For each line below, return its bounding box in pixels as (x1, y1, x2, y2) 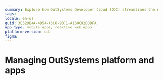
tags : (5, 12, 16, 16)
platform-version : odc (5, 29, 51, 34)
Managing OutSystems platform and (5, 55, 154, 66)
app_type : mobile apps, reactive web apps (5, 25, 92, 30)
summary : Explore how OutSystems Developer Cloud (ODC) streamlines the (5, 7, 155, 12)
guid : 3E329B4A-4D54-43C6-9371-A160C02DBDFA (5, 20, 97, 26)
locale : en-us (5, 16, 34, 21)
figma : (5, 34, 18, 39)
